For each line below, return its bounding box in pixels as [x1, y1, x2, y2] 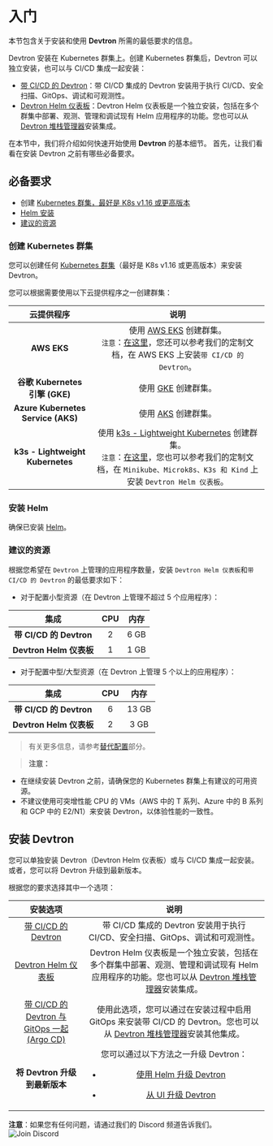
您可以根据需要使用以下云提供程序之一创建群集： [8, 288, 172, 297]
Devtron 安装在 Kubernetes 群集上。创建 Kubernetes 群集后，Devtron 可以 [8, 53, 258, 63]
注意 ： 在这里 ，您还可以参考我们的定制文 [101, 337, 254, 348]
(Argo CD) [26, 1034, 67, 1045]
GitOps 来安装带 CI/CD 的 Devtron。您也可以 [89, 1016, 259, 1027]
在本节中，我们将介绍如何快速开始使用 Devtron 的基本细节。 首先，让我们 [8, 138, 256, 148]
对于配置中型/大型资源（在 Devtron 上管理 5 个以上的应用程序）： [19, 667, 237, 677]
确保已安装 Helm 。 [8, 522, 71, 532]
